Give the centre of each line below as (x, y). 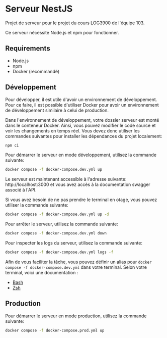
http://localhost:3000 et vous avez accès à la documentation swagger (78, 184)
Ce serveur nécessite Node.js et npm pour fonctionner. (62, 32)
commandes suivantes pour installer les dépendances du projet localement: (84, 136)
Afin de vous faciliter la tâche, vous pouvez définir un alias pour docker (78, 262)
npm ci (12, 145)
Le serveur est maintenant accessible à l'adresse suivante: (66, 179)
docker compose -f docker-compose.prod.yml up (55, 330)
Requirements (28, 49)
